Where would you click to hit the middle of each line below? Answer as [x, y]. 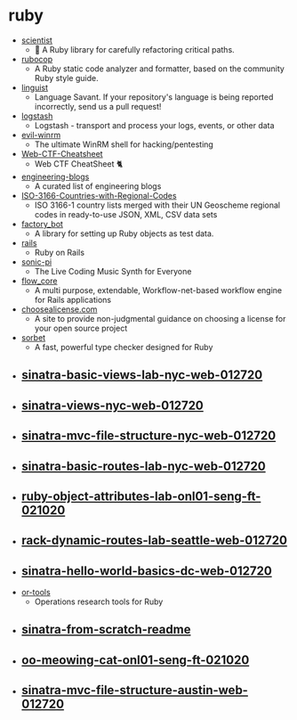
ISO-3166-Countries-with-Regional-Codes [99, 195]
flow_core [39, 281]
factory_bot [42, 224]
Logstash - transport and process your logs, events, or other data [154, 125]
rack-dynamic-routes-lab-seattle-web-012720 [154, 540]
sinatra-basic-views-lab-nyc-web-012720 [142, 375]
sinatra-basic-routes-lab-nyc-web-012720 [143, 466]
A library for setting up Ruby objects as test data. [124, 233]
